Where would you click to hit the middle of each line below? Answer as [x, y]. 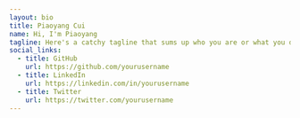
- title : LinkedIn [52, 75]
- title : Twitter [50, 91]
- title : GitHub [47, 59]
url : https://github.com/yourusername [97, 67]
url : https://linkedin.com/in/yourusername [108, 83]
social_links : [36, 51]
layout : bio [31, 17]
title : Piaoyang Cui [48, 26]
